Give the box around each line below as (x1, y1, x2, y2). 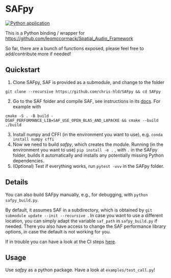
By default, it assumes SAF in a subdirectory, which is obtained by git (5, 207, 153, 213)
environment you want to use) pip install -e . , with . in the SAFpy (12, 146, 158, 153)
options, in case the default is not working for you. (5, 228, 111, 234)
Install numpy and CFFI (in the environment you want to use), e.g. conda (12, 131, 163, 137)
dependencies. (12, 157, 44, 164)
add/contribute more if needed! (5, 51, 71, 57)
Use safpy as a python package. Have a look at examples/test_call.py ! (5, 267, 155, 273)
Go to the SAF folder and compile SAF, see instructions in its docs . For (12, 98, 161, 104)
